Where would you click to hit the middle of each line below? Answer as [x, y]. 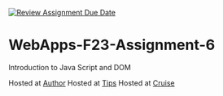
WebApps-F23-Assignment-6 [112, 45]
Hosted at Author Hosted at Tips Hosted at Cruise [92, 83]
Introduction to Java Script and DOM [70, 67]
